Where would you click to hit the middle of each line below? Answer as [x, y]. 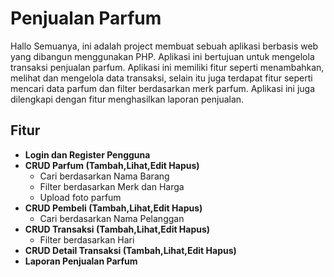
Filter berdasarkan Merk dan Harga [112, 186]
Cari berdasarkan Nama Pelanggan [112, 218]
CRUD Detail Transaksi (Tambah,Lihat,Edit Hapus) [130, 250]
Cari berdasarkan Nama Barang [104, 176]
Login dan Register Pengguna [87, 154]
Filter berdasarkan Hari [87, 239]
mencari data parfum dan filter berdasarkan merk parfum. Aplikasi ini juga [163, 88]
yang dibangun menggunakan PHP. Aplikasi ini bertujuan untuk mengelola [162, 56]
